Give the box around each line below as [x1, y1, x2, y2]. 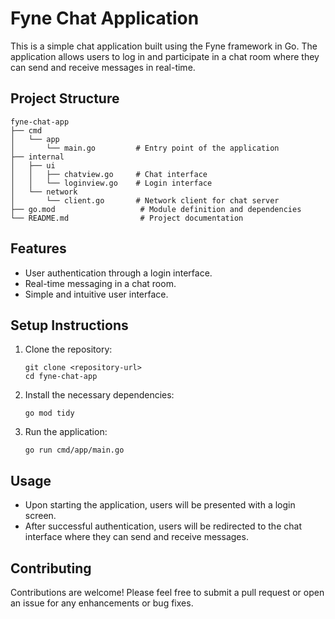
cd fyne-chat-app [24, 372, 98, 382]
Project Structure [10, 90, 120, 107]
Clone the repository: [24, 343, 113, 356]
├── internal [10, 152, 65, 162]
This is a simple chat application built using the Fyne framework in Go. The [10, 40, 318, 52]
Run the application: [24, 426, 108, 438]
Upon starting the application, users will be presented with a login [24, 499, 296, 511]
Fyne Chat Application [10, 7, 200, 30]
